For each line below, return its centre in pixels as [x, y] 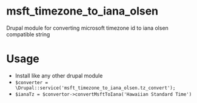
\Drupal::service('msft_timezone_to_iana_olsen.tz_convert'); [95, 88]
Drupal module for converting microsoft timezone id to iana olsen [87, 28]
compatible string [28, 34]
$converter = [32, 82]
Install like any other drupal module [59, 75]
